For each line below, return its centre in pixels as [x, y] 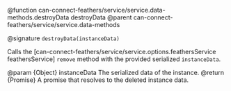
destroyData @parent [101, 17]
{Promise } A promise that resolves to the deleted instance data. [98, 80]
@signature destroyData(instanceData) [64, 38]
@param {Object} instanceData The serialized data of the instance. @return [116, 73]
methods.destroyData [38, 17]
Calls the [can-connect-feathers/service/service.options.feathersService [112, 52]
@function [22, 10]
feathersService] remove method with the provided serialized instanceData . [114, 59]
